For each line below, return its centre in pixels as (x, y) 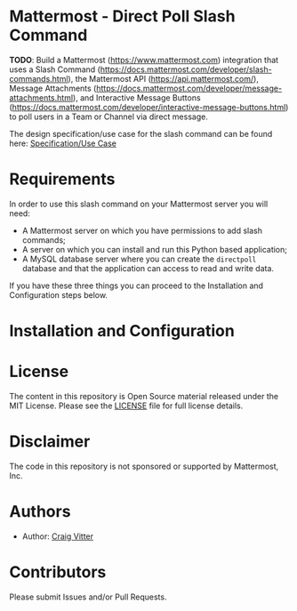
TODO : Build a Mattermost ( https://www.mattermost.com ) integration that (144, 60)
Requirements (62, 179)
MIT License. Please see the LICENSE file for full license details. (126, 406)
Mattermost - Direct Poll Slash (122, 16)
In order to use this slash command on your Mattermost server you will (139, 204)
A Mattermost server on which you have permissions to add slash (142, 230)
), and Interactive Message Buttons (137, 97)
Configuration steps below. (59, 294)
